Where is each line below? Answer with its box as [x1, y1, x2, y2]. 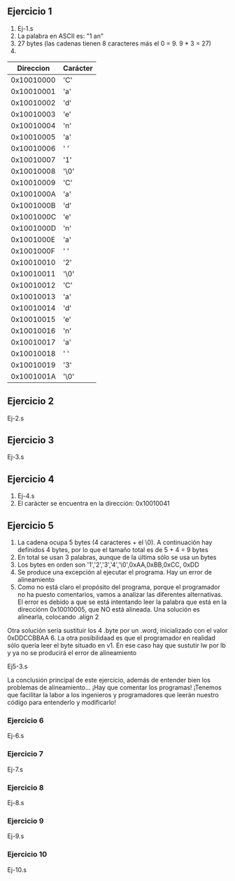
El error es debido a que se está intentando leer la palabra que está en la [17, 598, 227, 606]
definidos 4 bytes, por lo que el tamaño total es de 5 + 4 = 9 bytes [17, 546, 208, 554]
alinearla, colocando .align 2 [17, 613, 99, 621]
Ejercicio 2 [7, 396, 55, 408]
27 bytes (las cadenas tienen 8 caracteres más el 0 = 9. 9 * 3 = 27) [17, 39, 212, 48]
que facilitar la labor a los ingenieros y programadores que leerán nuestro [7, 691, 219, 699]
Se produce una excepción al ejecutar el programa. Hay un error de [17, 568, 212, 577]
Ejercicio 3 [7, 434, 55, 446]
